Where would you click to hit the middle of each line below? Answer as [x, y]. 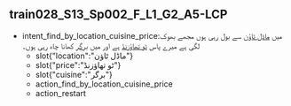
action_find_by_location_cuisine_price [104, 84]
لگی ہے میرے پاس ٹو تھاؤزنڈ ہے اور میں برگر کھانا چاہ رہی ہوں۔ [111, 45]
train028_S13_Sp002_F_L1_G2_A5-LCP [118, 15]
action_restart [61, 93]
